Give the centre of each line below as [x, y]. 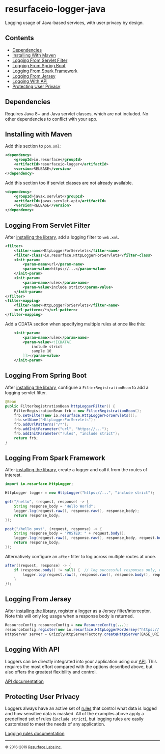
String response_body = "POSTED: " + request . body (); [70, 534]
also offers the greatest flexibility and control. [51, 672]
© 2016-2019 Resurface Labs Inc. [33, 747]
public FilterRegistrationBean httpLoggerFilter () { [60, 406]
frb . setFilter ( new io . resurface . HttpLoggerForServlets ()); [76, 415]
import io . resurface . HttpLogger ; [39, 484]
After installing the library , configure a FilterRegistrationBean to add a [77, 387]
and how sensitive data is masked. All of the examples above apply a [75, 714]
